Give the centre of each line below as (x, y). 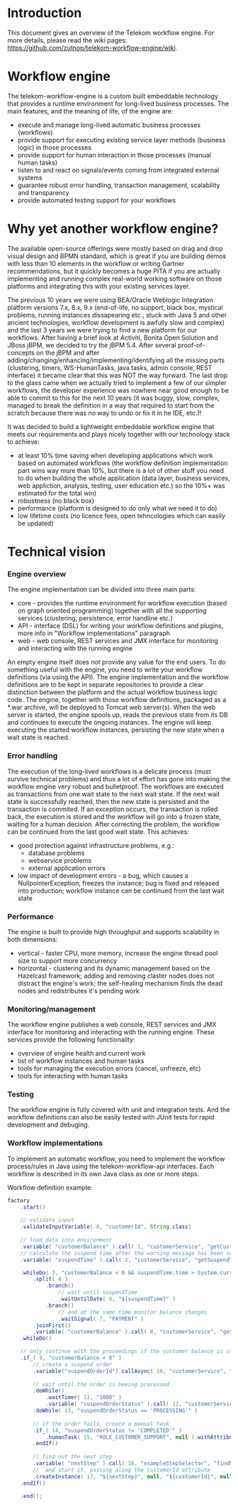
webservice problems (60, 860)
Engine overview (37, 574)
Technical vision (57, 552)
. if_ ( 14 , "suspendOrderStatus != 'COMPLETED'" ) (107, 1430)
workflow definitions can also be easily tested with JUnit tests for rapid (111, 1117)
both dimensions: (33, 939)
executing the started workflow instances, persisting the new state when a (116, 730)
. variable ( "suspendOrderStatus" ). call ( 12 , (113, 1404)
